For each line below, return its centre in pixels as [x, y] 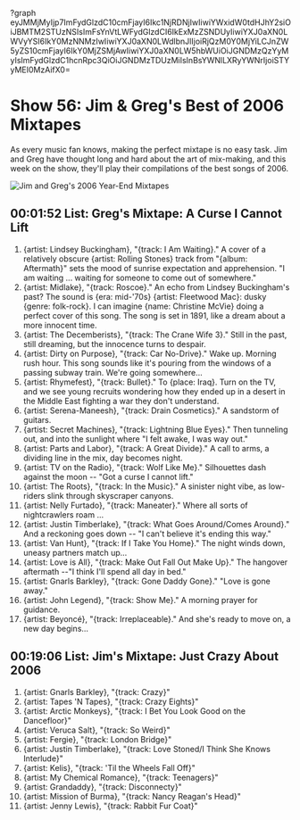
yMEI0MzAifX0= [40, 70]
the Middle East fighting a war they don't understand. [121, 401]
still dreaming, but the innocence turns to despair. [114, 344]
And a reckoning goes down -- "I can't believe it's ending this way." [147, 534]
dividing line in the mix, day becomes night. [103, 458]
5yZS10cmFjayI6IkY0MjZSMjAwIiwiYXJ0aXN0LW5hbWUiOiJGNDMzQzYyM [150, 51]
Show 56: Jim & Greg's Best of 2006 [147, 106]
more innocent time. [60, 325]
